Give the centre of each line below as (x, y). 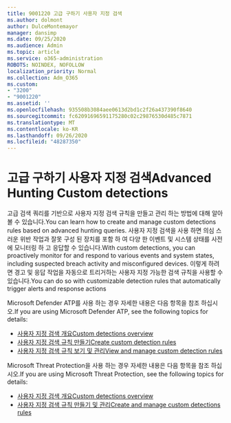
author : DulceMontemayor (43, 26)
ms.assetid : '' (29, 104)
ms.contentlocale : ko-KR (43, 129)
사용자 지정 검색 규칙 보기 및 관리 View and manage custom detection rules (120, 351)
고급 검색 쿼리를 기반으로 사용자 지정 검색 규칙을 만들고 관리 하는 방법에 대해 (109, 213)
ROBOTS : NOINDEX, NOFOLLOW (46, 65)
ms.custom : (23, 84)
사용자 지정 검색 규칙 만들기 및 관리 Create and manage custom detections (119, 405)
